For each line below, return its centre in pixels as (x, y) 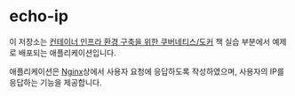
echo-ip (39, 16)
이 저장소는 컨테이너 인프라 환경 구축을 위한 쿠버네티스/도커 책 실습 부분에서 (140, 41)
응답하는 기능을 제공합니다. (56, 82)
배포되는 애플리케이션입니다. (68, 52)
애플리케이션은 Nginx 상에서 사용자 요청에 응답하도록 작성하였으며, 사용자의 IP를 (147, 71)
